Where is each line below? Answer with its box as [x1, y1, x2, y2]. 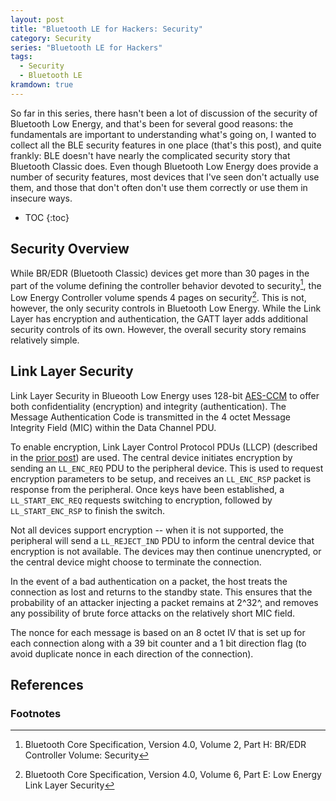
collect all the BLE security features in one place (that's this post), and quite [10, 139, 322, 151]
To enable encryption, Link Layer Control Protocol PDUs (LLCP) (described [10, 441, 318, 453]
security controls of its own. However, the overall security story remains [10, 323, 307, 335]
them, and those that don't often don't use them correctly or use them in [10, 181, 308, 193]
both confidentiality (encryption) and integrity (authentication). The [10, 400, 287, 412]
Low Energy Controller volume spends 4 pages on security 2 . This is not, [10, 290, 307, 303]
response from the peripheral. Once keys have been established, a [10, 483, 285, 495]
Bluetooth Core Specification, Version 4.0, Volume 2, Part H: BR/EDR [24, 739, 307, 751]
